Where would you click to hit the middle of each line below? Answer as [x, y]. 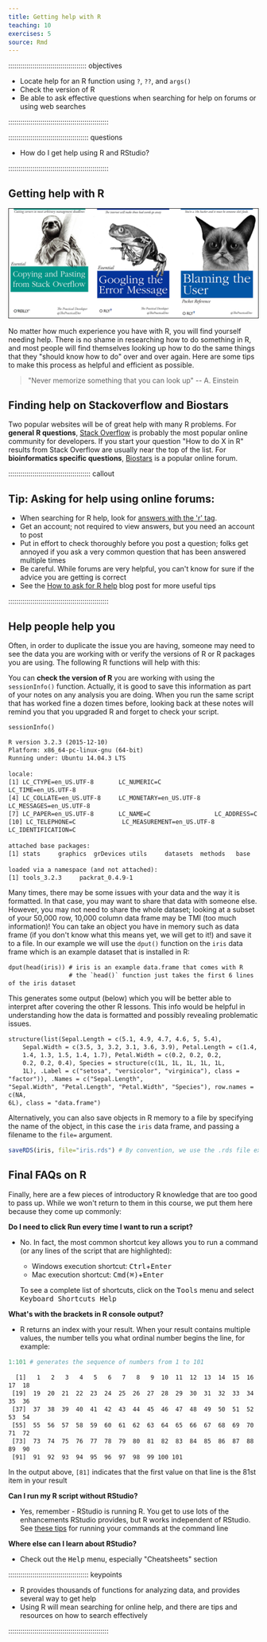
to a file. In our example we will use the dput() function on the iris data [126, 943]
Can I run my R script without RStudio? [73, 1495]
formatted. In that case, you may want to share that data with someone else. [133, 901]
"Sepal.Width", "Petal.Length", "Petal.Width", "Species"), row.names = [131, 1087]
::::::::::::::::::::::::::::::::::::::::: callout [62, 473]
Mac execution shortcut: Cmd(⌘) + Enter [98, 1275]
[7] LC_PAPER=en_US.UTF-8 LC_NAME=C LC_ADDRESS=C [133, 814]
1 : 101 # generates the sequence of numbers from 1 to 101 [106, 1362]
